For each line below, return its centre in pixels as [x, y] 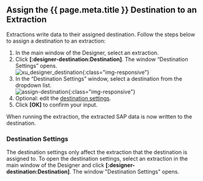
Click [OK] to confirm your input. [56, 105]
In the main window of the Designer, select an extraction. [87, 53]
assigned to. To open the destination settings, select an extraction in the [97, 159]
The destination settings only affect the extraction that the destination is [97, 152]
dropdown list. [33, 85]
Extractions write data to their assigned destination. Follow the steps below [101, 34]
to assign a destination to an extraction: [56, 41]
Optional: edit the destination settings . [63, 98]
